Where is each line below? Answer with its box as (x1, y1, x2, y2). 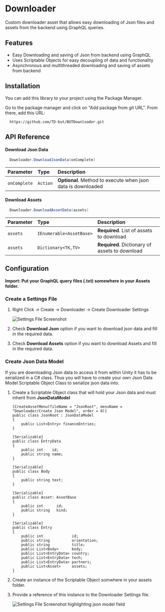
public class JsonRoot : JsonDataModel (12, 413, 94, 418)
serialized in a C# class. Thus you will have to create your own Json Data (5, 374, 153, 380)
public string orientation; (21, 538, 98, 543)
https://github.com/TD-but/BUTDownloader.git (9, 119, 105, 124)
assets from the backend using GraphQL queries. (5, 24, 105, 30)
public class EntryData (12, 438, 61, 444)
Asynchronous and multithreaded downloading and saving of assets (12, 62, 150, 68)
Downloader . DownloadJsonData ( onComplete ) (9, 157, 96, 163)
